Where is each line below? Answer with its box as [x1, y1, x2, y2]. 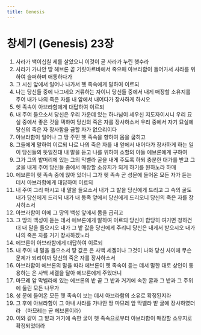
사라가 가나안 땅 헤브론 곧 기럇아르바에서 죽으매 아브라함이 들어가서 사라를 [15, 65, 190, 72]
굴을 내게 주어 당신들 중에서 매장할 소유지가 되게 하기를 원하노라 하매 [15, 164, 176, 171]
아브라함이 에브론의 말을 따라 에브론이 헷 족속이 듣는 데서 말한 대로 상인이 [15, 261, 188, 269]
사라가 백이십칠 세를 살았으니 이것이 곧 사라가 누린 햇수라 [15, 58, 149, 65]
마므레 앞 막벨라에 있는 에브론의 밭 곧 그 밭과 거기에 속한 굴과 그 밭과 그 [15, 276, 182, 284]
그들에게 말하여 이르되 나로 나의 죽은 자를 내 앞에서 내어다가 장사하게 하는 [15, 141, 188, 148]
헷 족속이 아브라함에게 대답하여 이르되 [15, 103, 105, 110]
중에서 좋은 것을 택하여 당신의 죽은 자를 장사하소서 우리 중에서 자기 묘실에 [22, 118, 194, 126]
